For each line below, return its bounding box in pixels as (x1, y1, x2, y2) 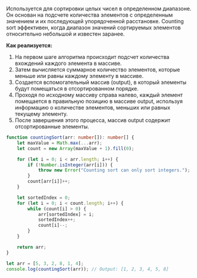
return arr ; (17, 244, 46, 250)
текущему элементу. (14, 110, 68, 117)
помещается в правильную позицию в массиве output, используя (14, 98, 183, 105)
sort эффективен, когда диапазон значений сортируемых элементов (6, 24, 182, 31)
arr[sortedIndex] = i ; (37, 211, 95, 217)
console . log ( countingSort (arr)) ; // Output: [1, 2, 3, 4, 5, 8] (6, 266, 169, 272)
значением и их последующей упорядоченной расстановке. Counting (6, 18, 185, 24)
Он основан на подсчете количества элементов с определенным (6, 11, 173, 18)
